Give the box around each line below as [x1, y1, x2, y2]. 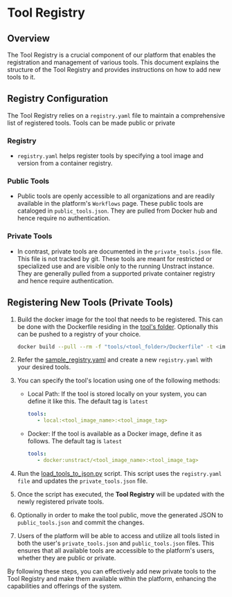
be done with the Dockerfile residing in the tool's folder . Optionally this [17, 322, 219, 330]
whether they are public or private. [17, 553, 116, 562]
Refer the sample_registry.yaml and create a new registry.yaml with [17, 355, 213, 364]
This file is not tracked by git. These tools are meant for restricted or [17, 254, 213, 262]
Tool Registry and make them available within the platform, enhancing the [7, 574, 217, 582]
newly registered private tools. [17, 497, 105, 506]
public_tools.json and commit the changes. [17, 518, 145, 526]
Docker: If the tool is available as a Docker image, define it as [27, 429, 202, 438]
